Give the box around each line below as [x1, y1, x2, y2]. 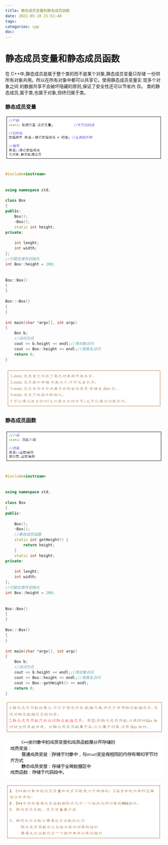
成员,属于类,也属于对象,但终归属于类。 [9, 89, 89, 96]
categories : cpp [5, 24, 39, 29]
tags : [5, 19, 17, 24]
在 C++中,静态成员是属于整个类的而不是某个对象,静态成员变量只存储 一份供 [5, 71, 160, 77]
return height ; [23, 543, 55, 548]
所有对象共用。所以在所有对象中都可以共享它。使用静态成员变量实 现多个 [5, 77, 156, 83]
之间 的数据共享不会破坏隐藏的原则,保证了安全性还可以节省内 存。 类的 [9, 83, 156, 89]
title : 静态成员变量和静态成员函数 [5, 8, 70, 13]
